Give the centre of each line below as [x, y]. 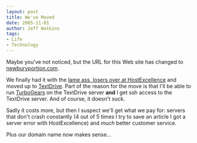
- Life [14, 39]
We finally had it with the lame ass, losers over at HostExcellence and [92, 80]
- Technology [22, 45]
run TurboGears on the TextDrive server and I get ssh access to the [89, 92]
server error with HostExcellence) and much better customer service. [92, 123]
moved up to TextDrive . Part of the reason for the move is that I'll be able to [99, 86]
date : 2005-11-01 [28, 23]
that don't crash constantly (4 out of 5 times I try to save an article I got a [96, 116]
